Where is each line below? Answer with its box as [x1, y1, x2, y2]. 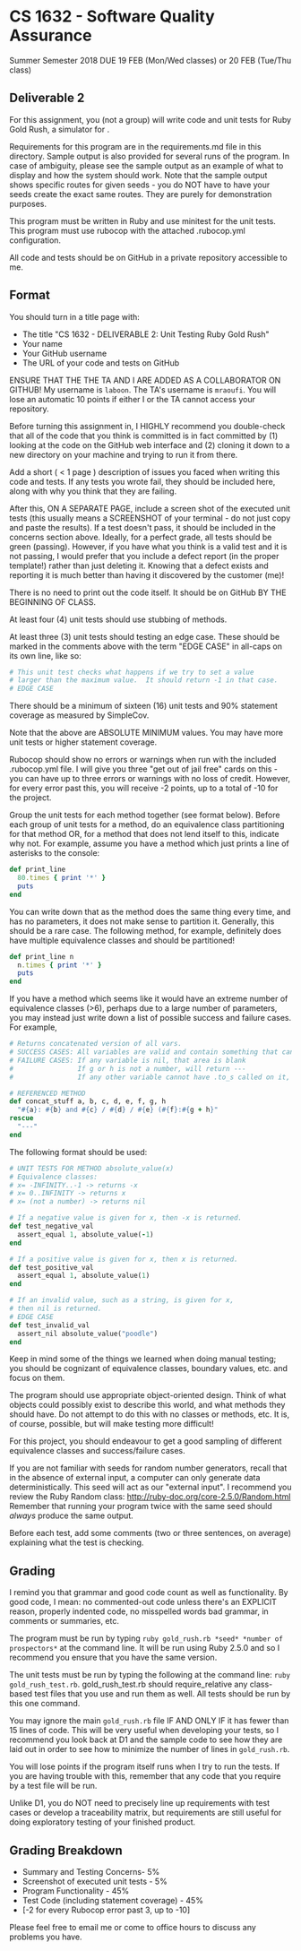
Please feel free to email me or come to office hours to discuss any [9, 1922, 257, 1933]
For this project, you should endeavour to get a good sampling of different [9, 1436, 282, 1446]
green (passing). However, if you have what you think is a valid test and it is [9, 540, 288, 552]
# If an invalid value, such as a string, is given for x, [9, 1296, 235, 1305]
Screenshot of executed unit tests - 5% [21, 1876, 168, 1887]
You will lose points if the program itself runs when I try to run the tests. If [9, 1761, 280, 1772]
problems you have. [9, 1931, 82, 1942]
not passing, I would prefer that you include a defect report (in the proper [9, 550, 279, 561]
